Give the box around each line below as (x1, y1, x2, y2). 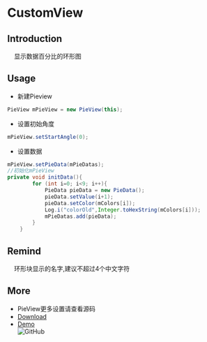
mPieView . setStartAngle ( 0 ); (7, 133, 89, 140)
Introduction (7, 33, 63, 45)
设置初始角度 (17, 119, 54, 128)
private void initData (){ (7, 174, 82, 181)
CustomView (7, 5, 84, 21)
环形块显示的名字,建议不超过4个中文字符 (13, 265, 130, 273)
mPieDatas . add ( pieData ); (44, 213, 117, 220)
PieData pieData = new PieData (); (44, 187, 145, 194)
